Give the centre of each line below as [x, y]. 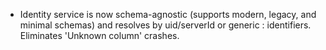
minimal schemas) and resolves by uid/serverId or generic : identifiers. [165, 25]
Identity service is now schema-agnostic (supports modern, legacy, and [168, 14]
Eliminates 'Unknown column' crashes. [99, 35]
